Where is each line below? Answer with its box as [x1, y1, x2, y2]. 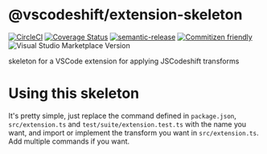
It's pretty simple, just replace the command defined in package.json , [8, 111, 237, 120]
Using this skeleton [8, 84, 139, 103]
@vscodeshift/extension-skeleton [8, 6, 243, 24]
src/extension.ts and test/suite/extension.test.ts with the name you [8, 119, 247, 129]
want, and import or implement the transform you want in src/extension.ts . [8, 128, 259, 137]
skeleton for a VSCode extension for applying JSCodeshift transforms [8, 56, 240, 66]
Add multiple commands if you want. [8, 136, 130, 146]
